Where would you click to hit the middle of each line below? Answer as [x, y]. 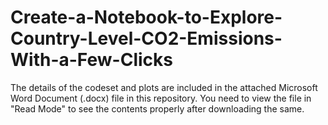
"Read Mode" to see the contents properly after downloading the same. [157, 108]
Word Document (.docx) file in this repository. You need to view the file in [161, 98]
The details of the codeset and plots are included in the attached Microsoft [164, 87]
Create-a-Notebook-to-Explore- [146, 17]
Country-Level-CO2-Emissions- [146, 38]
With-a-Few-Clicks [91, 60]
